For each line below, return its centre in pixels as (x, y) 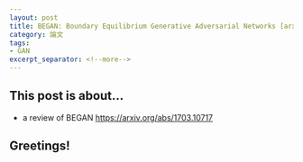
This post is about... (67, 96)
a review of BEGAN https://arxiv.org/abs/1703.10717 (118, 117)
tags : (19, 43)
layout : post (34, 18)
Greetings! (40, 146)
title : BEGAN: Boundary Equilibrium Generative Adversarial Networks (143, 26)
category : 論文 (37, 34)
